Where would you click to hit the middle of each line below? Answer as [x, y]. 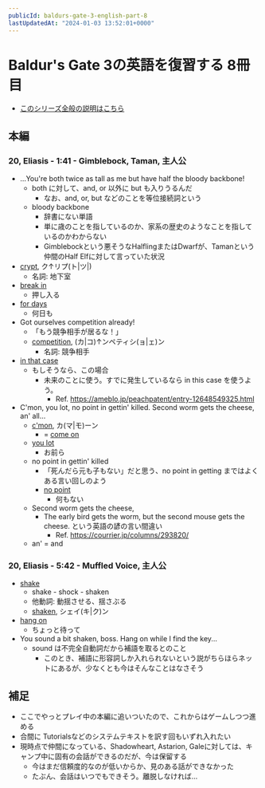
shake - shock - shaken [70, 592]
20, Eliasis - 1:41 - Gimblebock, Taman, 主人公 [97, 160]
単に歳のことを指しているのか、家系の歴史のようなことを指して [148, 227]
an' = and [47, 544]
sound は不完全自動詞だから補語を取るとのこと [109, 648]
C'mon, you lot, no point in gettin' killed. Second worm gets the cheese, [137, 408]
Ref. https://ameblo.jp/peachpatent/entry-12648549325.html [155, 399]
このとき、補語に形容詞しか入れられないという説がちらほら [141, 658]
